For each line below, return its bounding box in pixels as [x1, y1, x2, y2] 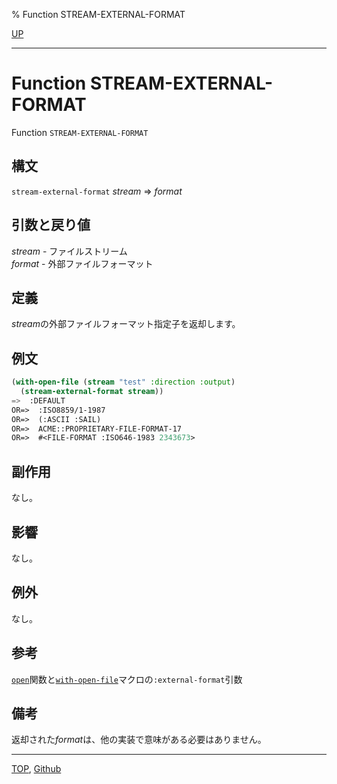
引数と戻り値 [11, 217, 91, 234]
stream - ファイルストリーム [11, 245, 128, 257]
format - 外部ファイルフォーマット [11, 257, 154, 269]
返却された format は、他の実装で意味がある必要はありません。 [11, 734, 267, 746]
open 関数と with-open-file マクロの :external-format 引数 [11, 673, 243, 685]
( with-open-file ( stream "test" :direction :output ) [11, 377, 236, 388]
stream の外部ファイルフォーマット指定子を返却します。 [11, 318, 241, 330]
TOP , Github [11, 763, 62, 775]
